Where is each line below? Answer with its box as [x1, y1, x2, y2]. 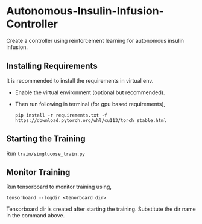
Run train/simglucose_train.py [6, 150, 86, 157]
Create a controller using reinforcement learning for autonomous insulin [6, 37, 185, 44]
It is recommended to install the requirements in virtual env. [6, 77, 154, 84]
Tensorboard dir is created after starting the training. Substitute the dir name [6, 205, 196, 213]
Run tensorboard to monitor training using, [6, 183, 112, 191]
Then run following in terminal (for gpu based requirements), [14, 100, 166, 107]
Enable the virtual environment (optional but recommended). [14, 89, 165, 96]
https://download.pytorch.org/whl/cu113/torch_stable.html [14, 117, 167, 123]
